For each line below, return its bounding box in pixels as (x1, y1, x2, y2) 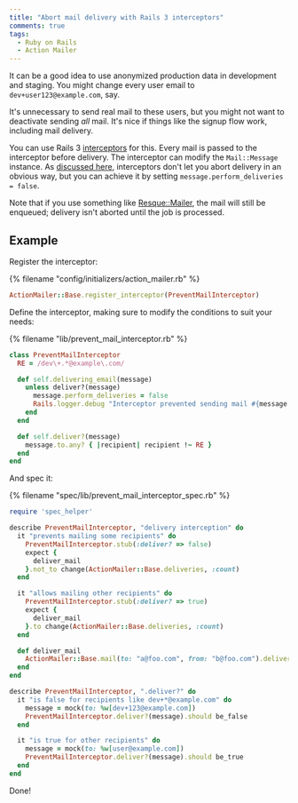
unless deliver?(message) (25, 383, 122, 392)
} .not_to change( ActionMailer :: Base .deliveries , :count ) (25, 565, 240, 574)
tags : (9, 29, 29, 38)
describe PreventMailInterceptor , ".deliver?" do (9, 688, 197, 696)
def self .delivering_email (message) (17, 375, 153, 384)
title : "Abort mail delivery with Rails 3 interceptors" (9, 12, 224, 22)
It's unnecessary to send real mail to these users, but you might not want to (9, 107, 286, 117)
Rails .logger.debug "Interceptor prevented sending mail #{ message (32, 400, 288, 409)
